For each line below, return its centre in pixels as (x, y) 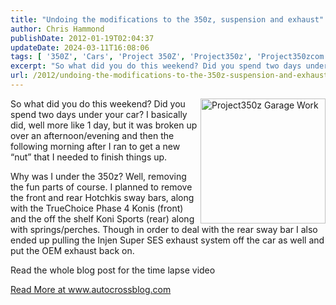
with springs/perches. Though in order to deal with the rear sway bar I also (164, 229)
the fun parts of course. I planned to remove (101, 187)
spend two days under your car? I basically (99, 114)
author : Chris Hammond (57, 29)
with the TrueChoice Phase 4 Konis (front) (97, 208)
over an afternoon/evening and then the (92, 135)
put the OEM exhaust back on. (72, 250)
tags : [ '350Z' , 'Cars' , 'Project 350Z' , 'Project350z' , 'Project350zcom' (169, 57)
